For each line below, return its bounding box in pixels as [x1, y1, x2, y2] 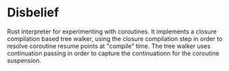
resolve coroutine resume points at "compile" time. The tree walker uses [7, 42, 211, 50]
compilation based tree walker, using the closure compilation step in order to [7, 34, 223, 42]
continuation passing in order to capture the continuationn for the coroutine [7, 49, 220, 57]
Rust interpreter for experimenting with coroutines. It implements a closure [7, 27, 217, 35]
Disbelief [7, 5, 59, 20]
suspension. [7, 56, 42, 64]
